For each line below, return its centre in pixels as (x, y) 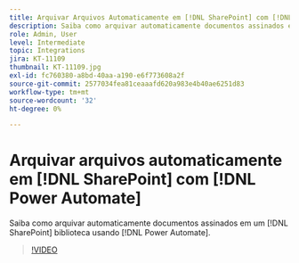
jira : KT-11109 (37, 59)
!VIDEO (44, 250)
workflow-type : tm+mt (49, 92)
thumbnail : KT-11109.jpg (55, 68)
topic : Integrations (48, 51)
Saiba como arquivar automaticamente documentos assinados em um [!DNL (149, 223)
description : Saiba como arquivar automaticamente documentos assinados (147, 26)
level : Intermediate (48, 42)
